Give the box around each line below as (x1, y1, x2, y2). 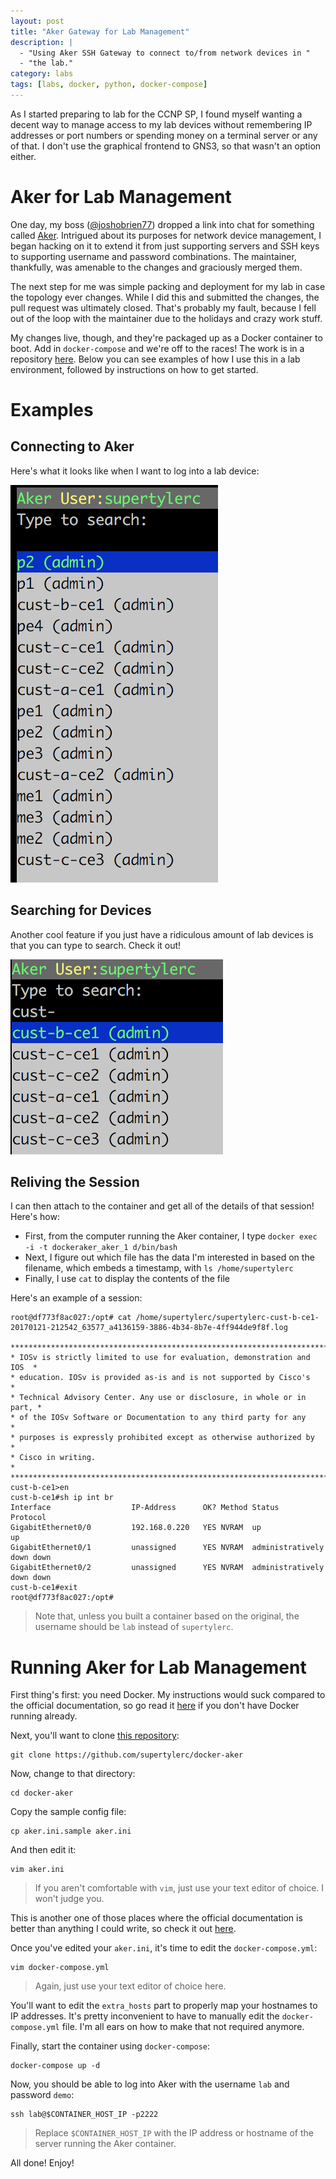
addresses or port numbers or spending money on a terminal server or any (10, 129, 318, 141)
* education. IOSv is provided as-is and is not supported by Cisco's (10, 1373, 311, 1383)
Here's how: (10, 1211, 60, 1223)
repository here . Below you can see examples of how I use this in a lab (10, 353, 301, 365)
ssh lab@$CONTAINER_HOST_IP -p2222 (10, 2110, 159, 2120)
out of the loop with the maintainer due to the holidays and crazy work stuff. (10, 312, 323, 324)
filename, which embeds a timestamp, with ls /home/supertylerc (24, 1262, 294, 1274)
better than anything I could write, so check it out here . (10, 1923, 237, 1935)
